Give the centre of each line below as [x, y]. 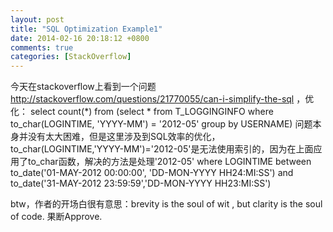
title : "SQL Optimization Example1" [86, 29]
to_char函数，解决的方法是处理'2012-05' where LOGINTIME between [169, 162]
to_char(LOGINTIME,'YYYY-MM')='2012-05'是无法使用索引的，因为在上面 [162, 149]
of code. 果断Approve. [56, 217]
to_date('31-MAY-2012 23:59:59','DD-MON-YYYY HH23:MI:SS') [141, 183]
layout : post [37, 19]
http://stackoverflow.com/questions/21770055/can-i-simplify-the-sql [152, 99]
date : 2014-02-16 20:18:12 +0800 [80, 38]
